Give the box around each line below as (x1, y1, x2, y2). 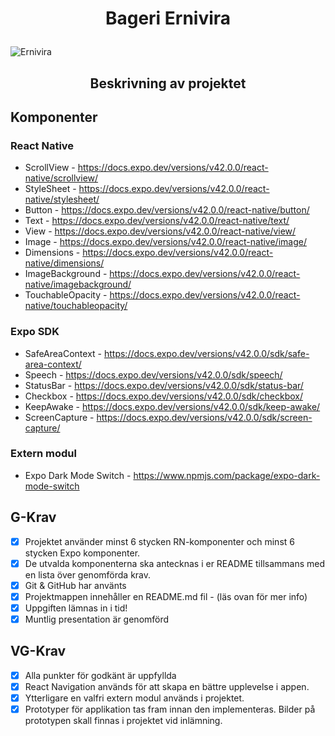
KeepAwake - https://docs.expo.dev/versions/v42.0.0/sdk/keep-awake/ (24, 400, 321, 412)
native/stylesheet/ (24, 193, 100, 206)
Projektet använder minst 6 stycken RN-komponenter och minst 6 (24, 535, 295, 547)
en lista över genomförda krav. (24, 568, 152, 581)
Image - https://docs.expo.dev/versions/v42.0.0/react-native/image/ (24, 236, 307, 248)
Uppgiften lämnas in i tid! (24, 602, 128, 614)
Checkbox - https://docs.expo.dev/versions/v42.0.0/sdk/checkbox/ (24, 390, 303, 402)
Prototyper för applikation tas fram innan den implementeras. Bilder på (24, 703, 316, 716)
